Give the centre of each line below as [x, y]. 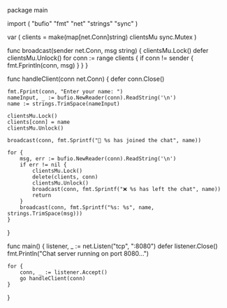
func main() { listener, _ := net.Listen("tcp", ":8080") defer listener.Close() [112, 246]
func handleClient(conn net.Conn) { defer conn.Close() [86, 79]
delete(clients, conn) [65, 177]
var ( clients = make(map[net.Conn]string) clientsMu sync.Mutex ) [102, 37]
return [42, 195]
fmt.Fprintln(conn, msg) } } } [48, 65]
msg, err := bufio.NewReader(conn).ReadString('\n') [98, 159]
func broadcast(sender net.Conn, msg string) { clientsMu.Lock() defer [108, 51]
